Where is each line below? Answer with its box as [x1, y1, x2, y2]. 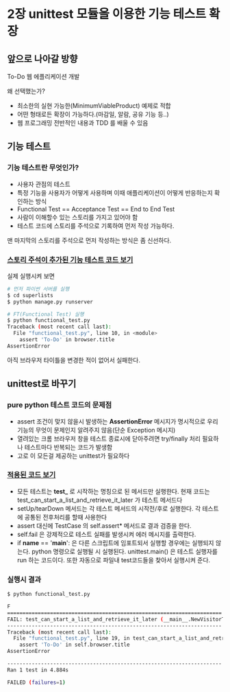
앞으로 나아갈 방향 [7, 53, 78, 65]
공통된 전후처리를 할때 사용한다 [24, 513, 107, 521]
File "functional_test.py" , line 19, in [13, 635, 130, 642]
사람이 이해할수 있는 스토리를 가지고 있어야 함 [16, 213, 138, 221]
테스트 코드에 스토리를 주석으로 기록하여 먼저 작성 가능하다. [16, 221, 175, 230]
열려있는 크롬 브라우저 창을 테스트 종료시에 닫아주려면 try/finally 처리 [16, 434, 201, 443]
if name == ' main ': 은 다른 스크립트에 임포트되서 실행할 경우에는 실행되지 [16, 538, 214, 546]
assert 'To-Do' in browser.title [19, 336, 115, 343]
